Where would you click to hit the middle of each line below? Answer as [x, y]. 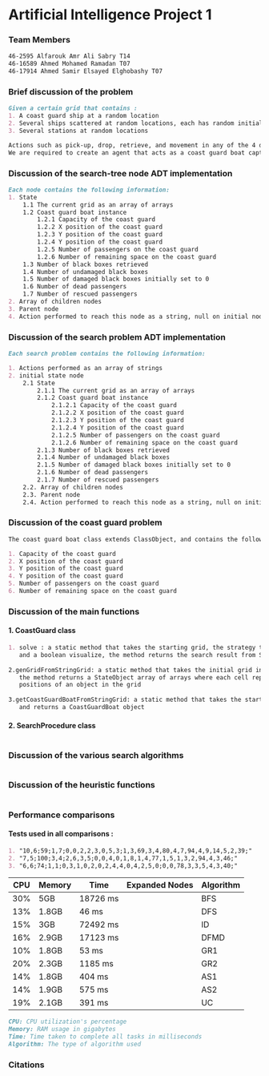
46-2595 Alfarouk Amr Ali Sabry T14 [69, 56]
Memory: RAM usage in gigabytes [62, 1030]
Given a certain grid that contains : [73, 109]
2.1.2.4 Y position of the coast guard [117, 427]
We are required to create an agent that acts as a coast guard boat [127, 153]
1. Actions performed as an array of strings [85, 368]
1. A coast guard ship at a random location [84, 116]
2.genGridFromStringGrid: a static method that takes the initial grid [130, 670]
